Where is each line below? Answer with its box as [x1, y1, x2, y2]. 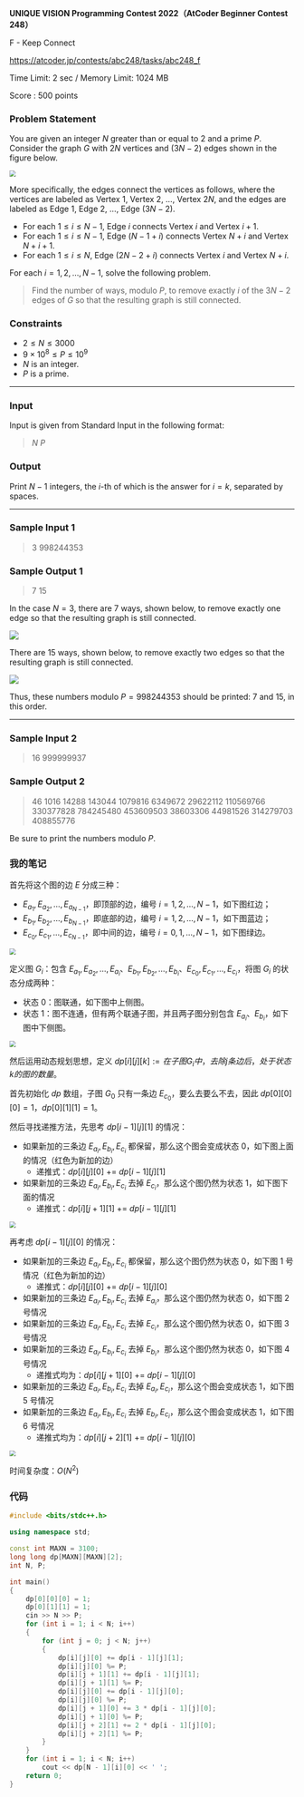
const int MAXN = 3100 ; [9, 1544, 100, 1553]
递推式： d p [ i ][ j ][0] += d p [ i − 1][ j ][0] [35, 1281, 167, 1292]
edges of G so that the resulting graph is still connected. [31, 295, 242, 306]
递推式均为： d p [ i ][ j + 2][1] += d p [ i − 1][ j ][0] [35, 1432, 196, 1442]
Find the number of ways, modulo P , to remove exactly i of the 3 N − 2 [31, 285, 291, 296]
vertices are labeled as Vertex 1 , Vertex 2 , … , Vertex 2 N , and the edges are [9, 194, 287, 205]
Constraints [9, 316, 63, 329]
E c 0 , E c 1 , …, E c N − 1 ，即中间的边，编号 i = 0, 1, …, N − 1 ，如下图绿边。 [22, 928, 271, 941]
